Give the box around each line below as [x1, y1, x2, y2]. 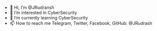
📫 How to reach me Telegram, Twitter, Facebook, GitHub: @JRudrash [9, 20, 153, 26]
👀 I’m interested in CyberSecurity [9, 10, 78, 15]
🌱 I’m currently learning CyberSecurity [9, 15, 88, 20]
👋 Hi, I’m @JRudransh [9, 5, 54, 10]
